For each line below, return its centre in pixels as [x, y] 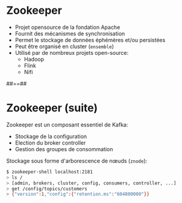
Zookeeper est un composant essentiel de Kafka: [67, 125]
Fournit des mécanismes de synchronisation [70, 33]
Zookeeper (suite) [52, 108]
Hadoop [34, 59]
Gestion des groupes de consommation [64, 149]
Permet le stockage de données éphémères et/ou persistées [90, 40]
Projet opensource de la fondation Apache [67, 27]
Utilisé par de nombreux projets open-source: [71, 52]
